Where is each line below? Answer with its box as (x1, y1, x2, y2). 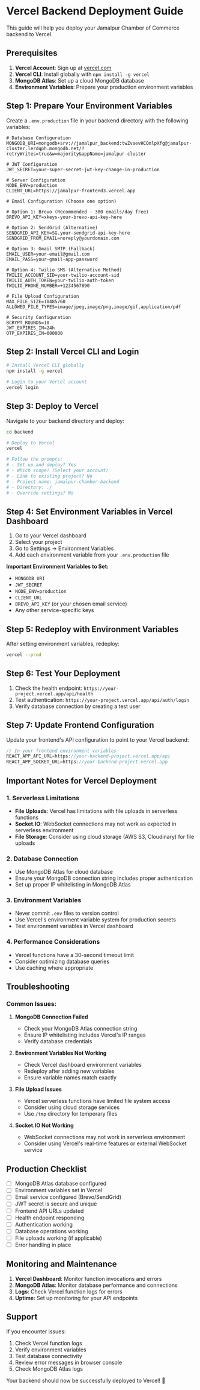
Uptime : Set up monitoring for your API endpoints (14, 1294, 138, 1301)
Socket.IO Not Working (14, 1122, 74, 1129)
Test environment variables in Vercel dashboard (14, 923, 133, 930)
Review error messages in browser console (14, 1359, 123, 1366)
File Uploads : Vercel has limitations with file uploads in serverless (14, 807, 178, 815)
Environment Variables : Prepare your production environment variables (14, 83, 193, 90)
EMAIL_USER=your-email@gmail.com (6, 251, 90, 257)
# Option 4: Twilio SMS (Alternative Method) (6, 267, 122, 273)
